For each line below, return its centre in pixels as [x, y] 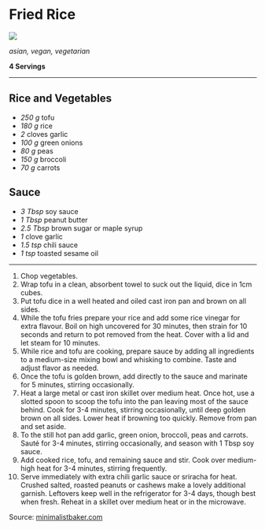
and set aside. [43, 426]
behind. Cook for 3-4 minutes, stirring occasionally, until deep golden [133, 409]
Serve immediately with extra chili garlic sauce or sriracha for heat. [129, 476]
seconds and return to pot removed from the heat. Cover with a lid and [134, 334]
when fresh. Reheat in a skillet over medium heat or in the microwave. [133, 501]
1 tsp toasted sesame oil [59, 253]
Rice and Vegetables [61, 99]
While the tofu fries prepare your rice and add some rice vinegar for [130, 317]
